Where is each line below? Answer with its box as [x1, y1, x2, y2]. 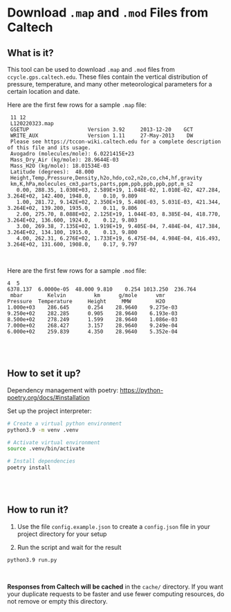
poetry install [7, 464, 51, 471]
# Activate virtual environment [7, 439, 100, 446]
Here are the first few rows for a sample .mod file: [7, 267, 147, 274]
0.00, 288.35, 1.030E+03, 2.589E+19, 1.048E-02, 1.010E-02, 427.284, [16, 187, 221, 193]
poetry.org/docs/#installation [7, 393, 90, 401]
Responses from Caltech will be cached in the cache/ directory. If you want [7, 582, 223, 591]
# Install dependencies [7, 458, 76, 465]
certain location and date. [7, 88, 80, 95]
